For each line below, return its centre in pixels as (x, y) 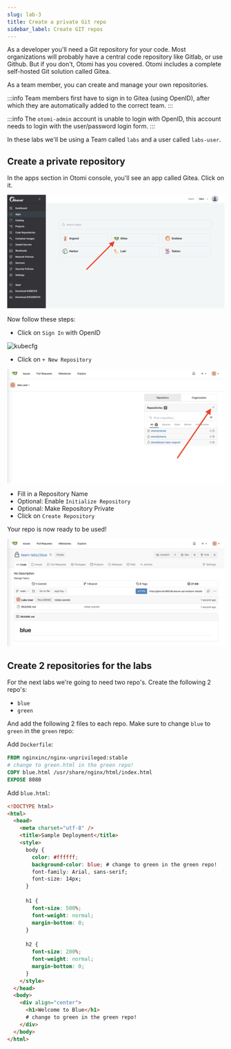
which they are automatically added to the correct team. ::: (90, 106)
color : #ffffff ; (55, 857)
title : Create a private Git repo (57, 22)
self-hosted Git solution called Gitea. (59, 72)
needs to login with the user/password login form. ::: (81, 126)
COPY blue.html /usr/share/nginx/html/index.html (80, 772)
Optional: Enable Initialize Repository (74, 501)
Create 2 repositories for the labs (80, 666)
